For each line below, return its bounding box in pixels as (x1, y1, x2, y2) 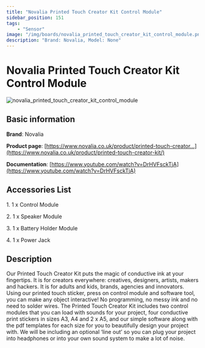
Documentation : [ (6, 160, 52, 168)
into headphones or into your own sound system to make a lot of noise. (6, 335, 185, 342)
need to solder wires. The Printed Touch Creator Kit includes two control (6, 302, 189, 310)
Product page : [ (6, 142, 47, 149)
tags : (6, 20, 20, 26)
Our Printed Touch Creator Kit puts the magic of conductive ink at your (6, 270, 184, 277)
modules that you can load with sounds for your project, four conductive (6, 309, 189, 316)
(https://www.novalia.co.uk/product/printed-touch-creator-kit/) (6, 149, 165, 156)
